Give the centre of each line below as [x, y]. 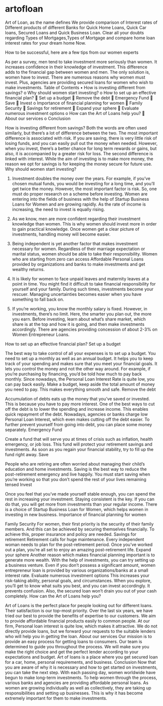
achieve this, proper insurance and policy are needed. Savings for [71, 534]
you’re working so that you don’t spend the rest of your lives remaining [76, 479]
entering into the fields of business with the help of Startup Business [81, 199]
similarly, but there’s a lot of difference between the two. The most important [81, 133]
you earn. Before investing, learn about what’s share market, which [79, 319]
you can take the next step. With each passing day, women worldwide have [81, 672]
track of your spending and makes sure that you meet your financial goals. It [81, 363]
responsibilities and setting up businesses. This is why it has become [74, 693]
